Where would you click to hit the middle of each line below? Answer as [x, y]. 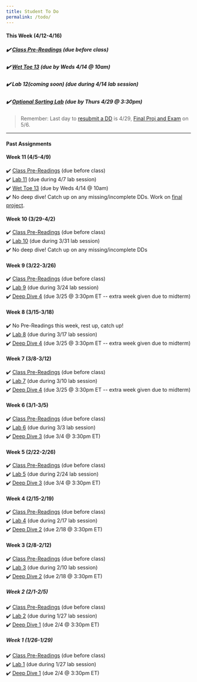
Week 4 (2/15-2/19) [30, 498]
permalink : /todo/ [28, 17]
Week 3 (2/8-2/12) [29, 545]
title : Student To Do [33, 11]
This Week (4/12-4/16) [34, 36]
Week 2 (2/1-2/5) [27, 592]
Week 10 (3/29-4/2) [31, 219]
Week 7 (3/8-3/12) [29, 359]
